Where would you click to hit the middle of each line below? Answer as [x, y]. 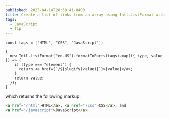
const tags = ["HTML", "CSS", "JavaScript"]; [54, 43]
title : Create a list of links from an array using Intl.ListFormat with [85, 15]
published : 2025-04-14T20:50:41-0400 [45, 10]
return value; [29, 78]
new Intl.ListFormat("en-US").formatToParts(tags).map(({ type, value [86, 56]
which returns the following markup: [43, 96]
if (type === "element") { [43, 65]
